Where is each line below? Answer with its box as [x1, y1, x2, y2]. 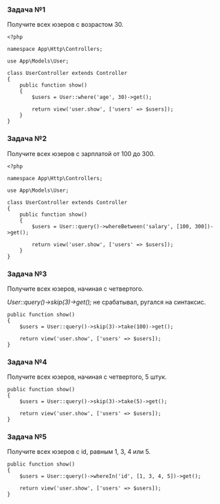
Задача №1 [7, 5, 46, 14]
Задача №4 [7, 357, 47, 366]
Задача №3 [7, 269, 47, 278]
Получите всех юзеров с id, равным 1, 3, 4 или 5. [7, 448, 151, 456]
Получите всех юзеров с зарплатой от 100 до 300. [7, 149, 155, 157]
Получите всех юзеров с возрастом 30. [7, 21, 124, 29]
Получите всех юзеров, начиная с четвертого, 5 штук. [7, 373, 167, 381]
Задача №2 [7, 134, 47, 144]
